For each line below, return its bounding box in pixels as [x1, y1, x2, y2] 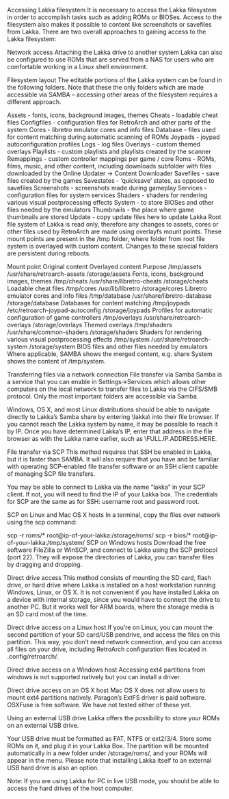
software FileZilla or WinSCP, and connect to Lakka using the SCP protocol [7, 546, 217, 554]
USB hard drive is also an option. [7, 763, 99, 772]
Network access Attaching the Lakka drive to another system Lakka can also [7, 48, 224, 56]
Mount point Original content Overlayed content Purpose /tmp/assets [7, 263, 202, 270]
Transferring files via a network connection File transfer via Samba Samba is [7, 370, 222, 379]
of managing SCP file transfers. [7, 470, 96, 478]
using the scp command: [7, 518, 77, 526]
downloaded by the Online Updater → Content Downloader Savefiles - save [7, 169, 220, 177]
